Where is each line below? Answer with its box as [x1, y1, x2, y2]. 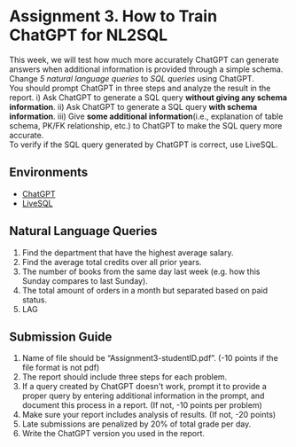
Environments [9, 165, 89, 180]
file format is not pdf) [21, 362, 100, 373]
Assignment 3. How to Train [9, 6, 218, 27]
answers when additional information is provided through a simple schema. [9, 64, 284, 74]
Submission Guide [9, 329, 113, 344]
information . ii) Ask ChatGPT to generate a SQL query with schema [9, 101, 258, 112]
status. [21, 294, 47, 305]
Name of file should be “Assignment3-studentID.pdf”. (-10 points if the [21, 353, 279, 364]
